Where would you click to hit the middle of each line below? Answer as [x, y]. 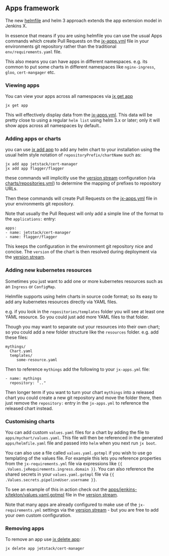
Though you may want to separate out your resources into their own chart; [83, 326]
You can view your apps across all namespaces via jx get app [69, 96]
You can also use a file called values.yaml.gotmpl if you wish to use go [79, 453]
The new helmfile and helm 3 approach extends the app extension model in [83, 20]
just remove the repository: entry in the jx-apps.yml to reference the [77, 403]
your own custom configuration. [38, 515]
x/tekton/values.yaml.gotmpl [35, 495]
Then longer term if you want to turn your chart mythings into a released [80, 392]
